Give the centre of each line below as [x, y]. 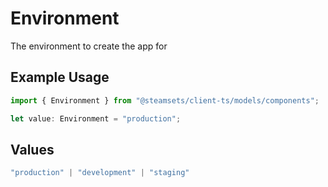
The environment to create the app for [89, 46]
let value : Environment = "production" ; [96, 118]
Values [32, 149]
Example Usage [60, 77]
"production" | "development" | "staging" [100, 173]
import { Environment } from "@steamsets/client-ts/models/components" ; [165, 100]
